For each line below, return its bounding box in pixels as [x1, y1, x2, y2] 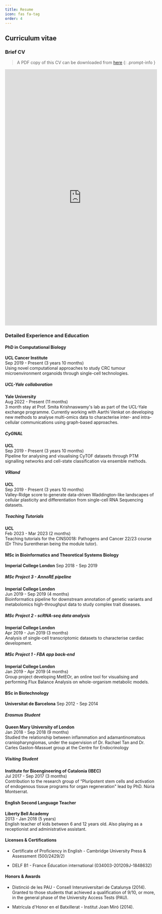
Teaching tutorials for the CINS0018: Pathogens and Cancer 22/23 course [5, 536, 152, 542]
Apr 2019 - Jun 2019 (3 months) [5, 630, 68, 636]
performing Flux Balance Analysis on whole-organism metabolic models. [5, 679, 149, 685]
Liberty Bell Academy [5, 810, 49, 817]
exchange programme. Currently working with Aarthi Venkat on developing [5, 409, 154, 415]
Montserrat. [5, 788, 28, 795]
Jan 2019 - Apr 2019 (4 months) [5, 669, 68, 675]
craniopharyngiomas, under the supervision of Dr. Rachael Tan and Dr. [5, 740, 145, 745]
